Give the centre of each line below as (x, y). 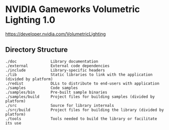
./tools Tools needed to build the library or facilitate (81, 119)
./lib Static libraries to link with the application (79, 75)
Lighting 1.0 (30, 20)
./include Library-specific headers (55, 70)
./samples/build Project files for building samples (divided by (80, 97)
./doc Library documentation (52, 61)
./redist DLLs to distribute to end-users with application (82, 83)
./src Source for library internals (60, 105)
